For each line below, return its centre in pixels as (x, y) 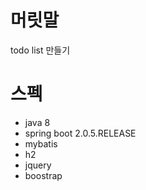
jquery (38, 165)
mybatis (41, 143)
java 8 (37, 122)
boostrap (43, 175)
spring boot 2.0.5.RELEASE (80, 133)
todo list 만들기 (40, 50)
